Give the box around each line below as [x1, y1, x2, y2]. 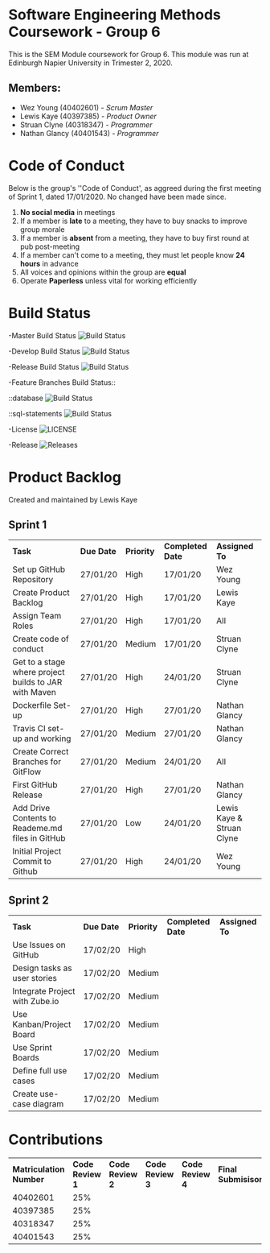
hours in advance [19, 258, 79, 268]
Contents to [12, 813, 57, 824]
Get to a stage [12, 656, 66, 668]
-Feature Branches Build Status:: [8, 377, 117, 387]
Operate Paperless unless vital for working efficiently [19, 275, 198, 285]
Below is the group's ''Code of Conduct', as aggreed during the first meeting [8, 183, 262, 192]
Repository [12, 574, 54, 585]
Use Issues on [12, 940, 66, 951]
